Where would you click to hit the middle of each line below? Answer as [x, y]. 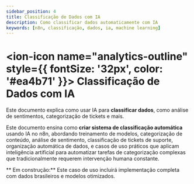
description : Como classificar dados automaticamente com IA [82, 22]
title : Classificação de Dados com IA [53, 17]
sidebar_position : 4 [31, 11]
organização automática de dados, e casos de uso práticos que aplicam [93, 146]
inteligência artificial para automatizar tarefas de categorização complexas [96, 152]
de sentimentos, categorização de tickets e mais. [65, 116]
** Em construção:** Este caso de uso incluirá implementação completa [93, 170]
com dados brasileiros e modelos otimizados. [61, 176]
